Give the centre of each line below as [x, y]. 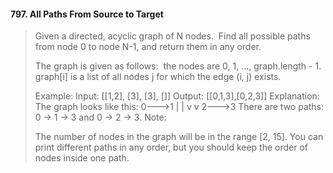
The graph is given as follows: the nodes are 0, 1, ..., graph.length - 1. [178, 66]
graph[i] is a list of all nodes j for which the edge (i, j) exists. [158, 77]
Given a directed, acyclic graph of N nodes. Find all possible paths [172, 36]
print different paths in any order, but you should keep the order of [171, 147]
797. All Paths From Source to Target [87, 14]
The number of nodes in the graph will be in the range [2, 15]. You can [179, 137]
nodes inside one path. [82, 158]
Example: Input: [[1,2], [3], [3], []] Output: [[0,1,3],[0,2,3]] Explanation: [177, 96]
